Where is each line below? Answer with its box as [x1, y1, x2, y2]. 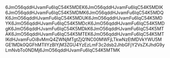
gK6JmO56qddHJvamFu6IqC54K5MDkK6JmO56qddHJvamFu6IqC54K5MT [5, 26, 164, 32]
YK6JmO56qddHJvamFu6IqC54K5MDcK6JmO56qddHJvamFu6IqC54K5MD [5, 20, 165, 26]
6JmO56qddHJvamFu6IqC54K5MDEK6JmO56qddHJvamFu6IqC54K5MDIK [5, 5, 163, 10]
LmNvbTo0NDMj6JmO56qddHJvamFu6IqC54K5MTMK [5, 47, 120, 53]
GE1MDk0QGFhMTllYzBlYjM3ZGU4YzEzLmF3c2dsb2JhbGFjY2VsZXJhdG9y [5, 42, 165, 47]
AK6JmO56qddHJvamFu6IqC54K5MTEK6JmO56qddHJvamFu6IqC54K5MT [5, 31, 164, 37]
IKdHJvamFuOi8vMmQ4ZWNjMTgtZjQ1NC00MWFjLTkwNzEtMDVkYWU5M [5, 36, 162, 42]
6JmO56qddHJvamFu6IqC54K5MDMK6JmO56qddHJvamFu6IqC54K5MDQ [5, 10, 164, 16]
